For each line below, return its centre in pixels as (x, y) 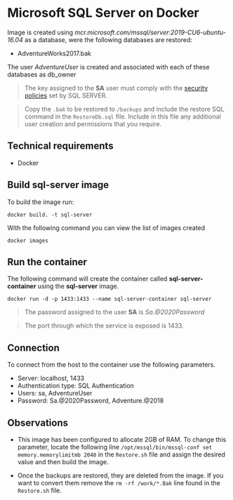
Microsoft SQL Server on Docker (104, 13)
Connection (33, 347)
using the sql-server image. (78, 286)
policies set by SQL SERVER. (66, 95)
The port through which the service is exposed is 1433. (104, 326)
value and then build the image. (63, 462)
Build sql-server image (58, 185)
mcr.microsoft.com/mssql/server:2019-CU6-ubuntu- (151, 32)
